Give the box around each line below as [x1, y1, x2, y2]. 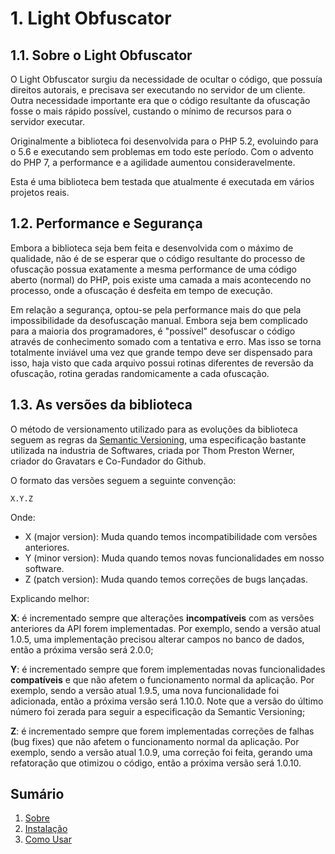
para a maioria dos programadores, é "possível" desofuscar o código [10, 325, 296, 337]
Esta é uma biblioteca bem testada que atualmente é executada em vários [10, 176, 315, 187]
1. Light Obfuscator [10, 7, 172, 30]
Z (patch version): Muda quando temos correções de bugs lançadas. [24, 573, 308, 585]
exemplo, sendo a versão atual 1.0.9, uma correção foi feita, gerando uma [10, 746, 313, 758]
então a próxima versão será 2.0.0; [10, 643, 154, 656]
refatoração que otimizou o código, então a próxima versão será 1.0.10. [10, 757, 302, 769]
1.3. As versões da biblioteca [10, 397, 193, 414]
